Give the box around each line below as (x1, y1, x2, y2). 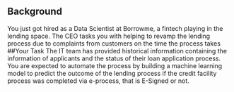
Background (7, 6, 62, 18)
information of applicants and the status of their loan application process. (7, 54, 221, 63)
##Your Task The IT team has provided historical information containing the (7, 46, 228, 55)
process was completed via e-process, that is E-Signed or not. (7, 77, 189, 85)
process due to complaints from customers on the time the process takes (7, 39, 221, 48)
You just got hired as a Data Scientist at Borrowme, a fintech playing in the (7, 24, 223, 32)
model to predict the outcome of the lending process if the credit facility (7, 69, 217, 77)
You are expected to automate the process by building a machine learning (7, 61, 223, 70)
